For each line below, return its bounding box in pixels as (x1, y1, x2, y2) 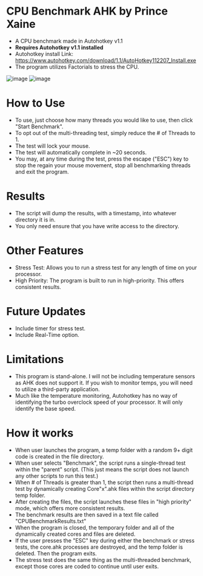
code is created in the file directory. (15, 453, 104, 460)
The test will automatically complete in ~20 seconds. (15, 148, 147, 156)
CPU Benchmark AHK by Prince (6, 4, 168, 18)
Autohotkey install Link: (15, 50, 74, 57)
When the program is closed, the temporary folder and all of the (15, 524, 175, 531)
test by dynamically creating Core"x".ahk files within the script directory (15, 485, 195, 492)
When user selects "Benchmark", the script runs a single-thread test (15, 459, 186, 467)
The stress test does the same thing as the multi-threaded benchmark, (15, 556, 192, 563)
